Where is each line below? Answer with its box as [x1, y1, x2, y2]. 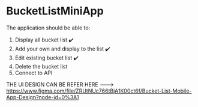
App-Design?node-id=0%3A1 [6, 93, 79, 100]
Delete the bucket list [14, 63, 68, 70]
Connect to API [14, 69, 53, 76]
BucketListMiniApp [6, 4, 104, 18]
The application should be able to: [6, 24, 91, 31]
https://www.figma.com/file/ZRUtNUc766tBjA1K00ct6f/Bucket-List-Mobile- [6, 87, 192, 94]
